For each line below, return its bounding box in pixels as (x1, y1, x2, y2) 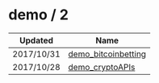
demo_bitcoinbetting (68, 48, 147, 60)
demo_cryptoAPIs (68, 61, 136, 73)
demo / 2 (8, 6, 69, 24)
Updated (19, 35, 54, 46)
